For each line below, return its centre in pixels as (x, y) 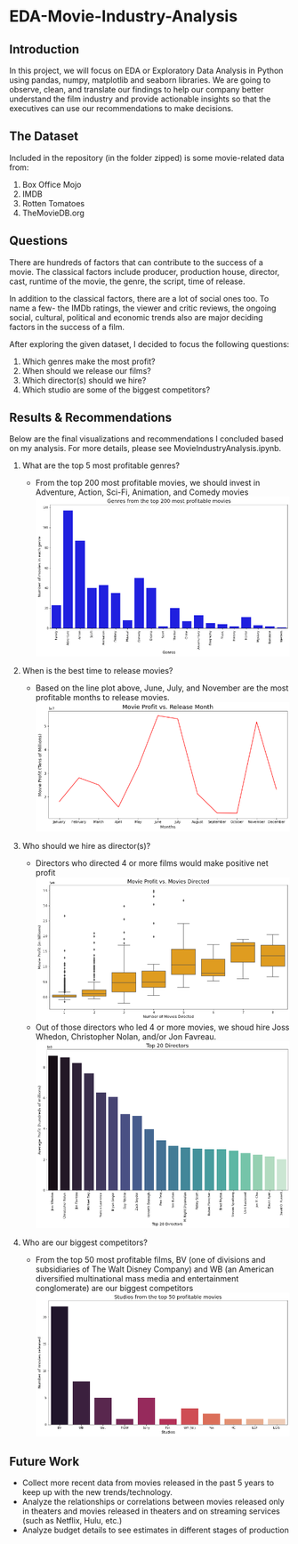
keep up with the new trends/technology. (97, 1492)
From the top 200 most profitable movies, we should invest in (148, 483)
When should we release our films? (86, 370)
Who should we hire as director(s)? (86, 846)
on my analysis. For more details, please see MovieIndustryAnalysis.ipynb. (145, 449)
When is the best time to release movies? (97, 670)
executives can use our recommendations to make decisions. (121, 108)
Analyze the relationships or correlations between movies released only (153, 1502)
